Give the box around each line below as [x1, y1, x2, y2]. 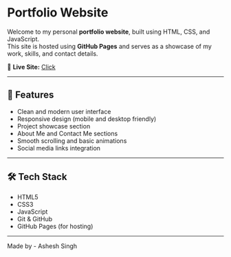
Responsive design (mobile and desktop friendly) [16, 115, 157, 123]
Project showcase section [16, 122, 91, 130]
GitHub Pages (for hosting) [16, 222, 93, 230]
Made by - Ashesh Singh [7, 242, 78, 250]
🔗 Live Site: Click [7, 63, 56, 71]
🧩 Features [7, 89, 54, 101]
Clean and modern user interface [16, 107, 111, 115]
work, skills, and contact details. [7, 49, 98, 58]
